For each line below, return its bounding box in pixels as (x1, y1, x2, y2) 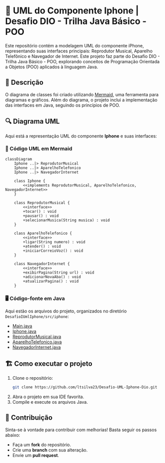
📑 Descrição (5, 78, 44, 87)
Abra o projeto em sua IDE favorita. (12, 394, 84, 400)
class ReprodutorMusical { (14, 200, 70, 205)
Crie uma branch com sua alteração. (12, 447, 88, 453)
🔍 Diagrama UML (5, 117, 60, 126)
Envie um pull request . (12, 452, 60, 458)
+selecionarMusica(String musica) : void (23, 217, 110, 223)
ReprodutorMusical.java (12, 334, 61, 340)
